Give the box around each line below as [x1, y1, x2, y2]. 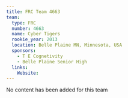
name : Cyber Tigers [11, 31, 61, 37]
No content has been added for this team [6, 86, 108, 93]
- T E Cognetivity [17, 53, 63, 59]
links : [11, 64, 28, 71]
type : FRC [11, 20, 36, 26]
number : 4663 [11, 25, 44, 32]
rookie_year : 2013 [11, 36, 58, 42]
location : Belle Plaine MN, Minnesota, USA [11, 42, 122, 48]
